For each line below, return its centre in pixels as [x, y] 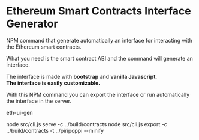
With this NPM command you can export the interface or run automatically [98, 94]
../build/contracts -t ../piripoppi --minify [55, 130]
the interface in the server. [39, 101]
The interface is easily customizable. [53, 83]
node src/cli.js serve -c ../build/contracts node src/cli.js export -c [87, 124]
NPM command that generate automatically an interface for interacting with [99, 40]
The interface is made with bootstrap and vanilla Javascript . [82, 76]
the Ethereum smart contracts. [44, 47]
